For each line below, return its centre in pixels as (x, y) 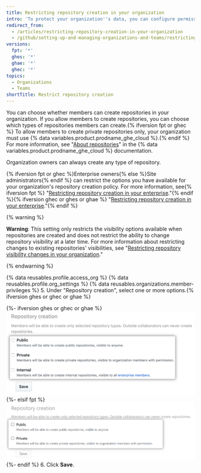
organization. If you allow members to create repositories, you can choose (98, 119)
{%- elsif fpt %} (26, 399)
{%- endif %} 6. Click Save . (40, 465)
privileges (19, 290)
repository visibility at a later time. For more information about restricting (95, 242)
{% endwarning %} (30, 266)
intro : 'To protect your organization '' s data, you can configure (91, 19)
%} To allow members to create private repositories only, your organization (98, 131)
